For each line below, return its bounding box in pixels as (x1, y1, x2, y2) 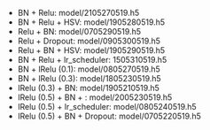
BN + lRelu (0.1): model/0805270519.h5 (17, 64, 161, 74)
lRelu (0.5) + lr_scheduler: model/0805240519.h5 (17, 102, 197, 111)
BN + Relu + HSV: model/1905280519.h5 (17, 17, 166, 27)
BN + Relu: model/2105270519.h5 (17, 8, 140, 18)
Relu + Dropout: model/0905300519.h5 (17, 35, 161, 46)
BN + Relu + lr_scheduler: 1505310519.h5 (17, 55, 167, 65)
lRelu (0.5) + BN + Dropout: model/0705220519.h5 (17, 111, 201, 121)
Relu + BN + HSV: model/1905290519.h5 (17, 45, 166, 56)
